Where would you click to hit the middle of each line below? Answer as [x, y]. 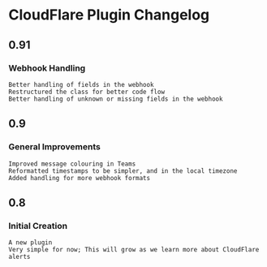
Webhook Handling [47, 68]
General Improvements [55, 147]
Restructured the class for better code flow [86, 92]
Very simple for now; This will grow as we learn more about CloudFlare [134, 250]
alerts [19, 257]
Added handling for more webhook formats [80, 178]
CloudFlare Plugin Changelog [109, 15]
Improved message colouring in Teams [72, 164]
